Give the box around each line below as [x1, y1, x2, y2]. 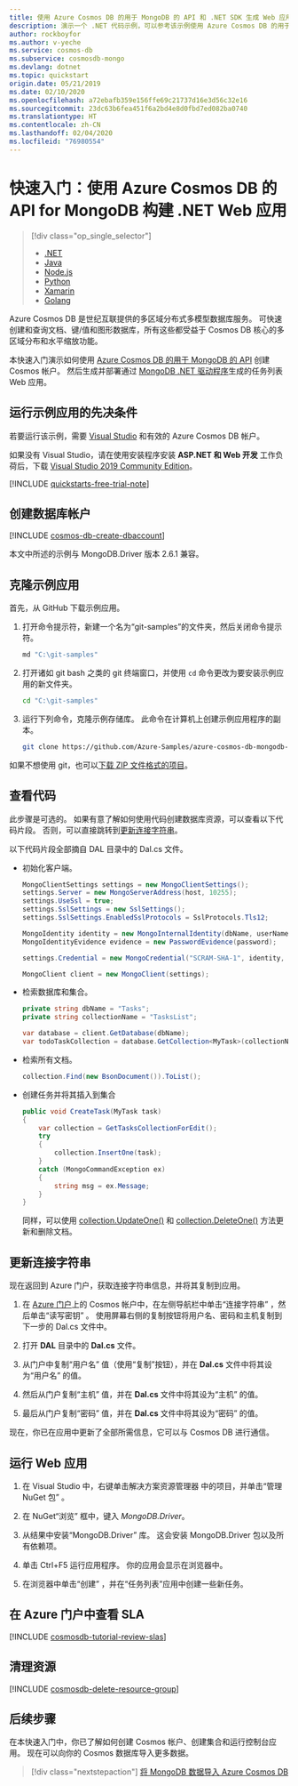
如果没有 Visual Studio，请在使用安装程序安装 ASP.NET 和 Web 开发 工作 [9, 449, 277, 460]
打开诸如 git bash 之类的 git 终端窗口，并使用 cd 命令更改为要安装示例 [21, 668, 277, 678]
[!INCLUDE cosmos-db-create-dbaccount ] [9, 530, 166, 541]
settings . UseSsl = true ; [21, 897, 114, 905]
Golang [43, 294, 71, 305]
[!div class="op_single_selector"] [30, 230, 153, 241]
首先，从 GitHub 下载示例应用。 [9, 602, 125, 614]
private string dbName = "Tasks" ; [21, 1004, 150, 1014]
